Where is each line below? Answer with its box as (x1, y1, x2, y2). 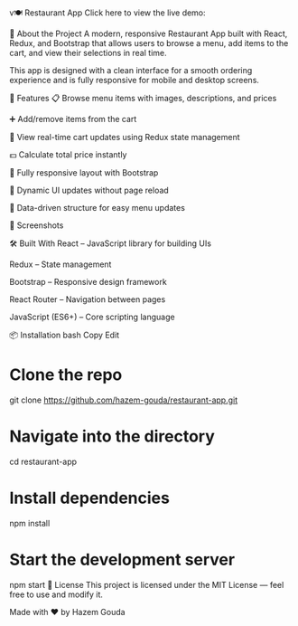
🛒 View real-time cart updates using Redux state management (9, 132, 241, 142)
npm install (9, 517, 51, 528)
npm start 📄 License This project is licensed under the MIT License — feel (9, 579, 284, 590)
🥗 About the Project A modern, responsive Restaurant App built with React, (9, 28, 288, 39)
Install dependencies (9, 488, 170, 508)
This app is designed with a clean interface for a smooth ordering (9, 65, 253, 75)
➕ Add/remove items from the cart (9, 114, 137, 124)
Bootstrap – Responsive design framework (9, 277, 167, 287)
